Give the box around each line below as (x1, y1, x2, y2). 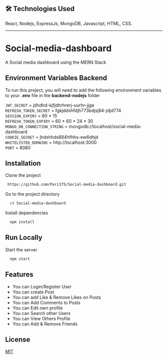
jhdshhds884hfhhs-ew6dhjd (39, 134, 98, 140)
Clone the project (5, 172, 41, 178)
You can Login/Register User (12, 283, 72, 289)
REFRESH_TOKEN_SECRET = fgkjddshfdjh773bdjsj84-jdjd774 (5, 107, 121, 113)
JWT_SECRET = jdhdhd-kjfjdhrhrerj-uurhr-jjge (5, 102, 94, 108)
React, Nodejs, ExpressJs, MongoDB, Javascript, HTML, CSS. (5, 20, 132, 27)
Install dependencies (5, 210, 48, 216)
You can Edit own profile (12, 305, 63, 311)
